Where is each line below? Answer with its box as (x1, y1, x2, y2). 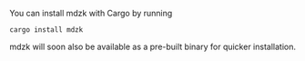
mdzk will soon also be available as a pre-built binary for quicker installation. (9, 41, 296, 52)
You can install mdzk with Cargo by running (9, 8, 173, 18)
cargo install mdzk (9, 25, 84, 35)
